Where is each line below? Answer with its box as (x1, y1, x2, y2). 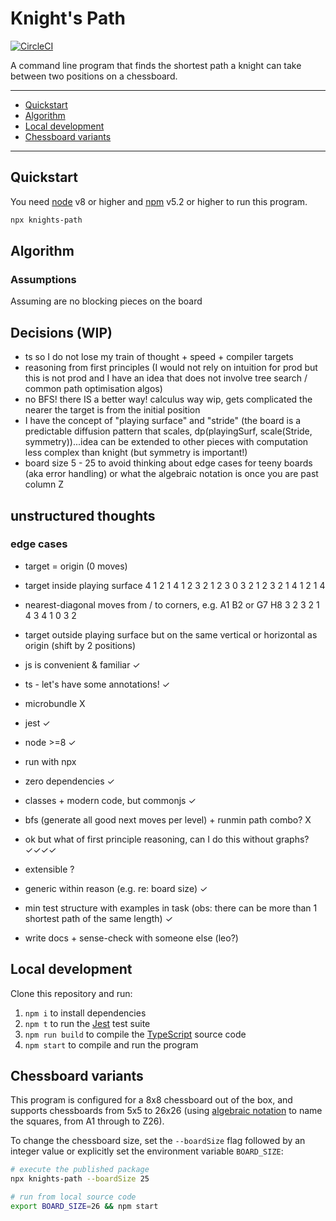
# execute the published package (10, 1165, 150, 1175)
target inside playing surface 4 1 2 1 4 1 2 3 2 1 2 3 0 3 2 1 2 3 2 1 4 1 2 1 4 (24, 579, 326, 591)
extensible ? (24, 863, 75, 875)
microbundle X (24, 697, 86, 709)
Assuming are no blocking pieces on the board (10, 295, 203, 307)
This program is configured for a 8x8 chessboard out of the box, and (10, 1094, 293, 1106)
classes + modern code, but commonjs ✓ (24, 794, 197, 806)
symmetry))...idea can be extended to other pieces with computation (24, 436, 309, 448)
